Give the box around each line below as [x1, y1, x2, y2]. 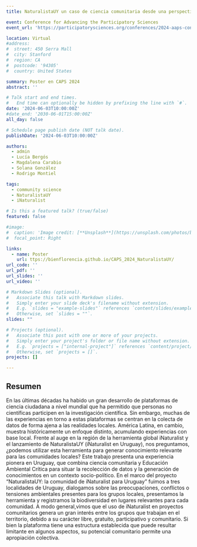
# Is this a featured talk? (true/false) [6, 208, 109, 214]
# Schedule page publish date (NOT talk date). [6, 127, 125, 133]
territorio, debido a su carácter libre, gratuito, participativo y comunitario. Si [6, 515, 189, 522]
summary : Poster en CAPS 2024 [6, 79, 80, 85]
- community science [11, 186, 62, 193]
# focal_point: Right [6, 235, 62, 241]
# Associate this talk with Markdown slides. [6, 294, 125, 300]
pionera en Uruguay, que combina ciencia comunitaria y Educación [6, 459, 168, 466]
